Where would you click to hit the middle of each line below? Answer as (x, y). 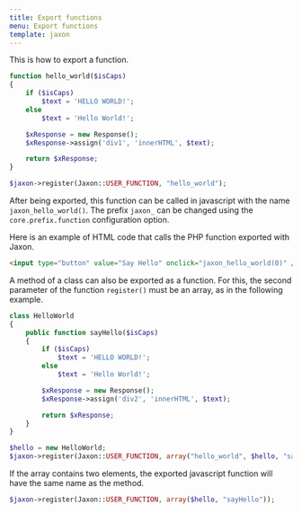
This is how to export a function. (69, 60)
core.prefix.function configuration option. (89, 220)
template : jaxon (40, 34)
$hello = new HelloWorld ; (58, 448)
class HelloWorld (42, 315)
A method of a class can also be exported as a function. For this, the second (151, 280)
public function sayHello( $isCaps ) (92, 332)
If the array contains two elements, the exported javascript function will (141, 473)
